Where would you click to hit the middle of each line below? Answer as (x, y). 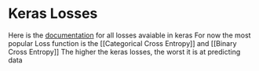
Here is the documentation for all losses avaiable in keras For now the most (129, 35)
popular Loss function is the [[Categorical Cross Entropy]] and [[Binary (122, 43)
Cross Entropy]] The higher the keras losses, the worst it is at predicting (124, 51)
